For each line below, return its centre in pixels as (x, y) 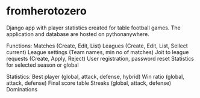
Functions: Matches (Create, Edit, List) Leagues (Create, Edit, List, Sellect (97, 46)
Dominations (22, 89)
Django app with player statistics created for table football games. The (93, 28)
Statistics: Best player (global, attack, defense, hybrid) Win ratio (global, (95, 76)
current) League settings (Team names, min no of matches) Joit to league (98, 52)
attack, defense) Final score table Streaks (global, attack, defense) (89, 83)
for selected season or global (43, 65)
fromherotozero (47, 11)
